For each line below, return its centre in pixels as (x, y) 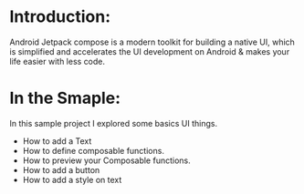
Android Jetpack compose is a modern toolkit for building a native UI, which (152, 42)
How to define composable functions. (93, 150)
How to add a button (61, 169)
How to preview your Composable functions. (107, 160)
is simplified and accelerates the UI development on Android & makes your (150, 51)
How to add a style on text (72, 179)
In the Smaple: (65, 98)
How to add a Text (57, 141)
